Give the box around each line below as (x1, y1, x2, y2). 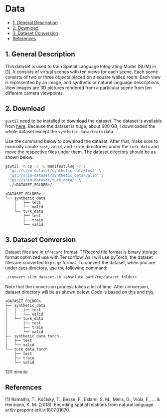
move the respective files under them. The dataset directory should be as (5, 149, 156, 155)
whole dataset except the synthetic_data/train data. (5, 128, 115, 134)
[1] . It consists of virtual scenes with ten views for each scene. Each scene (5, 69, 159, 75)
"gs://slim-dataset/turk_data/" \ (9, 178, 81, 183)
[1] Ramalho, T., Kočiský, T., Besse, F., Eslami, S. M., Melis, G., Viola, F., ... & (5, 396, 161, 402)
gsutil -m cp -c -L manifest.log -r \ (5, 164, 86, 169)
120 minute (5, 368, 28, 374)
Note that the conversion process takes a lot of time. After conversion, (5, 283, 150, 289)
